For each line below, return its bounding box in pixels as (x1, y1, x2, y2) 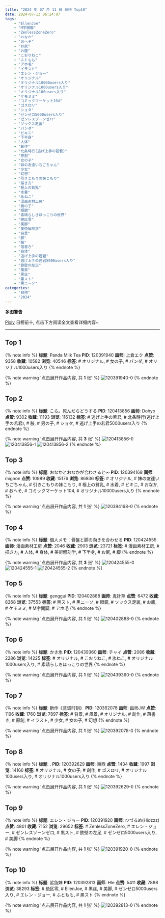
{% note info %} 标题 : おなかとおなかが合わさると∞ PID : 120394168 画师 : (5, 469, 154, 475)
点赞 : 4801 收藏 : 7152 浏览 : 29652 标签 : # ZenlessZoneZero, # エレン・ (5, 823, 149, 830)
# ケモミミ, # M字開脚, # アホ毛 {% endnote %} (5, 605, 102, 611)
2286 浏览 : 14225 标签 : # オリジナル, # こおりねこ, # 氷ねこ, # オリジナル (5, 655, 153, 661)
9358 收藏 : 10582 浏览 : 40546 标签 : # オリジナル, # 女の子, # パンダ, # (5, 358, 148, 364)
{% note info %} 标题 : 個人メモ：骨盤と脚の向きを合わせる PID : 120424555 (5, 537, 157, 542)
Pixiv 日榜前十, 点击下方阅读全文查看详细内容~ (5, 319, 99, 325)
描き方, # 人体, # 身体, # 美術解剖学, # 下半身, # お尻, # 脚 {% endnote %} (5, 549, 154, 555)
